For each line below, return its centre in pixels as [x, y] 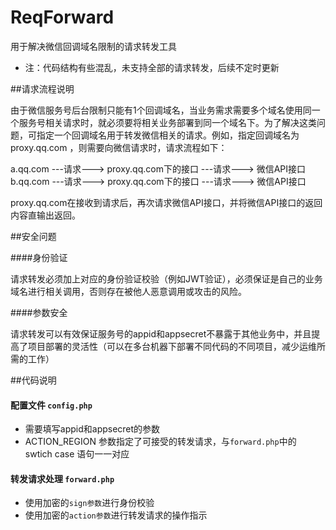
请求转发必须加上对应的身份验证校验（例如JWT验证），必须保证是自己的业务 [166, 278]
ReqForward [62, 17]
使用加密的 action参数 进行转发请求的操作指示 [116, 515]
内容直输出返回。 [45, 215]
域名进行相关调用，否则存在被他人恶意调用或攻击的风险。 [128, 291]
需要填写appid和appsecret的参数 [92, 429]
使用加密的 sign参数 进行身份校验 [89, 503]
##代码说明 [33, 380]
